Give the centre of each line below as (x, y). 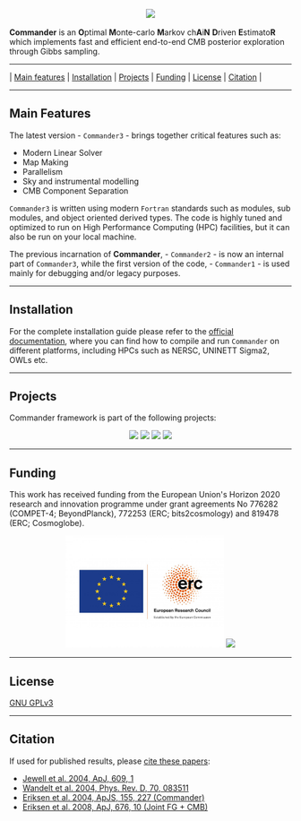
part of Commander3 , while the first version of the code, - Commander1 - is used (150, 264)
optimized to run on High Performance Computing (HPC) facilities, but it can (150, 227)
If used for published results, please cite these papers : (110, 761)
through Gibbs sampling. (55, 51)
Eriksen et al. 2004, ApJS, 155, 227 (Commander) (113, 797)
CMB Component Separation (75, 190)
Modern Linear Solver (62, 152)
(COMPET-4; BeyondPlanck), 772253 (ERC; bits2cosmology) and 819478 (144, 514)
